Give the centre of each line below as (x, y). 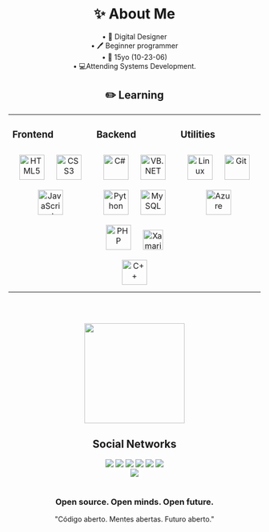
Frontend (33, 134)
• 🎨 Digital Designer (134, 36)
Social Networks (134, 444)
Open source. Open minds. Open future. (134, 502)
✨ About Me (134, 14)
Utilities (198, 134)
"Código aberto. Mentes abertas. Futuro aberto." (134, 519)
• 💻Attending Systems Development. (134, 66)
